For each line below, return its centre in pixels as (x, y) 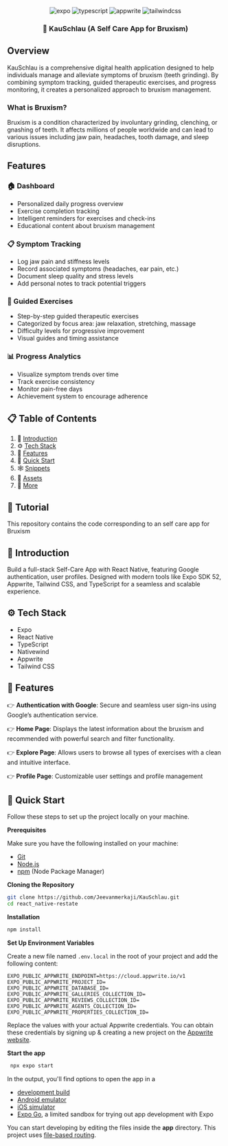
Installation (23, 917)
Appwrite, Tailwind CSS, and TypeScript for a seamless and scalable (104, 584)
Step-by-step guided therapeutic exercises (78, 316)
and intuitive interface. (39, 762)
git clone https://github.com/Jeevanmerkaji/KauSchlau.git (93, 898)
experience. (24, 591)
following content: (33, 963)
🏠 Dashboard (31, 186)
